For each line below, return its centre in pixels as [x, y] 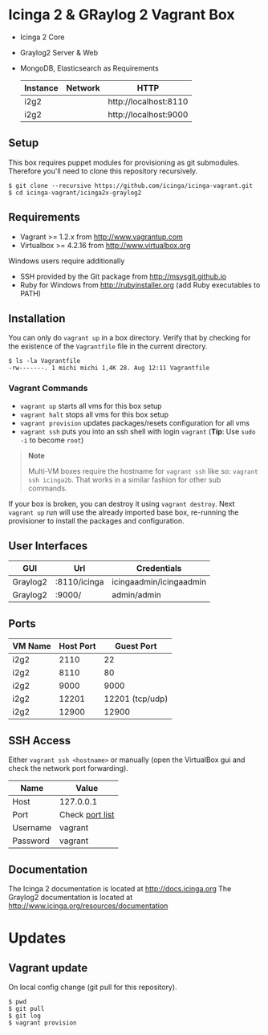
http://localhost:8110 [148, 101]
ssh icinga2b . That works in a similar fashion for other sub [124, 479]
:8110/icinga [79, 582]
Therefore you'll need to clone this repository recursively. [103, 171]
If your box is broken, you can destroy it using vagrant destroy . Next [122, 503]
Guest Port [136, 646]
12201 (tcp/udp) [136, 699]
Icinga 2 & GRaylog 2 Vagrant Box [122, 15]
